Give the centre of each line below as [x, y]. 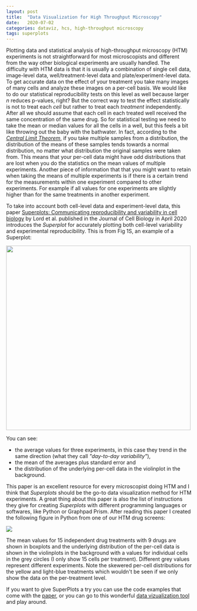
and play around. [27, 602]
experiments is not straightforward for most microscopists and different [93, 57]
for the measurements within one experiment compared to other [84, 182]
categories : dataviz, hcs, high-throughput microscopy [75, 28]
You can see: [22, 439]
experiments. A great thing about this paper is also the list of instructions [94, 499]
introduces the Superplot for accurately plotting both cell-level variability [94, 225]
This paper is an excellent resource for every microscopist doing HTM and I [98, 486]
